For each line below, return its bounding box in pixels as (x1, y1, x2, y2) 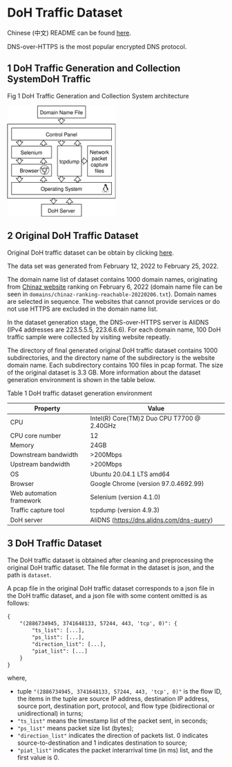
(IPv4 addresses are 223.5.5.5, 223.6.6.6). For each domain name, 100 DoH (7, 325, 221, 334)
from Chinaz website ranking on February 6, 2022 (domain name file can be (7, 282, 223, 291)
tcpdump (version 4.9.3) (90, 506, 160, 514)
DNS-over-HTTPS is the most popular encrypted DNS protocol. (7, 42, 187, 51)
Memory (10, 441, 35, 449)
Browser (10, 479, 35, 487)
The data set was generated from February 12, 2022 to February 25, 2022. (7, 262, 219, 270)
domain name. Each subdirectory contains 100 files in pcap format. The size (7, 361, 224, 369)
